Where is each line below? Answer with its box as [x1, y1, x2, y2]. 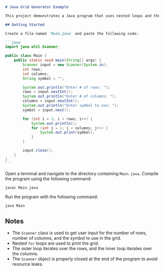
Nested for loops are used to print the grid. [12, 240, 99, 247]
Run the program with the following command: [5, 194, 99, 200]
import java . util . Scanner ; [5, 45, 60, 49]
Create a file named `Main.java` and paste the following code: [5, 31, 139, 36]
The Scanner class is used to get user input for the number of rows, [12, 230, 147, 236]
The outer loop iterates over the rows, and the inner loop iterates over [12, 246, 152, 251]
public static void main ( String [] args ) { [14, 58, 102, 63]
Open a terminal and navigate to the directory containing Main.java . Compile [5, 170, 159, 176]
